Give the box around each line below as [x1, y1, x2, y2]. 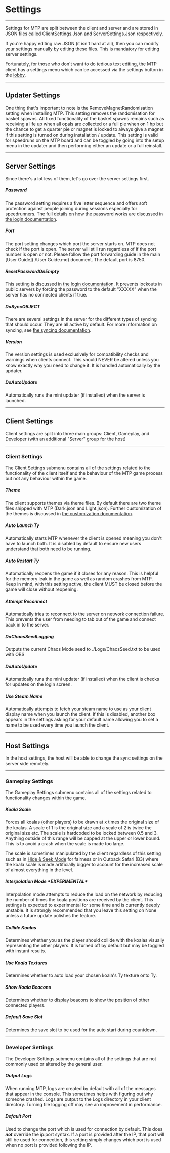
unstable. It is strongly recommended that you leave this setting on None [5, 907, 157, 913]
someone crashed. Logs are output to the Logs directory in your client [5, 1096, 151, 1102]
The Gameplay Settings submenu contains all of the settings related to [5, 789, 152, 796]
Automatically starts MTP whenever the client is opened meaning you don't [5, 535, 162, 541]
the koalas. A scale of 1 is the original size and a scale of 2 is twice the [5, 825, 152, 831]
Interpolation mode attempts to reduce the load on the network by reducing [5, 891, 162, 897]
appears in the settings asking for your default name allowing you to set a [5, 717, 158, 723]
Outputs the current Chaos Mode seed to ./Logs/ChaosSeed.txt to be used [5, 646, 161, 652]
